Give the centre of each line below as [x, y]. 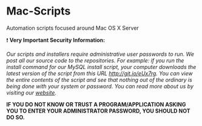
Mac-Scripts [39, 11]
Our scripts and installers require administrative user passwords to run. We [100, 54]
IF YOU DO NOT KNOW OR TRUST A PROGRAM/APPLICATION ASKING [96, 104]
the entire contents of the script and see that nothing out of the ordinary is [99, 79]
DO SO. [16, 117]
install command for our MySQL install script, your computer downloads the [101, 67]
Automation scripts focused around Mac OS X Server [73, 28]
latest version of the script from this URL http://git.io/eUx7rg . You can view [99, 73]
